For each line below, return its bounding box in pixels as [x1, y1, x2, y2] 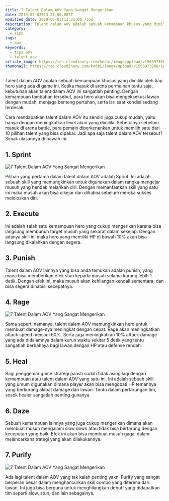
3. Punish [5, 254, 35, 263]
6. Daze [5, 407, 29, 415]
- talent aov [10, 54, 37, 60]
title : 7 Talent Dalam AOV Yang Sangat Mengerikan [5, 7, 114, 13]
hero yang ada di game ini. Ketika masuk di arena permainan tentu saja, [5, 83, 153, 89]
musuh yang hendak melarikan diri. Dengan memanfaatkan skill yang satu [5, 184, 158, 190]
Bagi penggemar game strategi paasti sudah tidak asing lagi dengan [5, 371, 146, 377]
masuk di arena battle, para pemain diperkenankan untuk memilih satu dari [5, 125, 160, 131]
